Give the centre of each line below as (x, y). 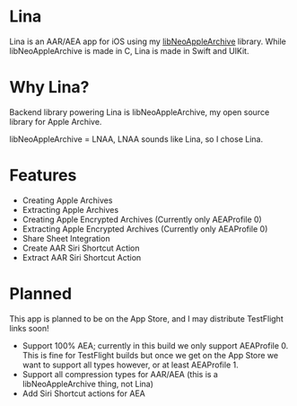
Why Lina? (49, 88)
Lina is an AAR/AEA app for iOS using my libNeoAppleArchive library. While (148, 41)
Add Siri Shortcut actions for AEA (83, 393)
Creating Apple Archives (67, 200)
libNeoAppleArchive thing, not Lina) (88, 384)
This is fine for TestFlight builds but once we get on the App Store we (150, 355)
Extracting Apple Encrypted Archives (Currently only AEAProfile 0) (145, 229)
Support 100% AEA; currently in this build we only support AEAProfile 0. (155, 345)
